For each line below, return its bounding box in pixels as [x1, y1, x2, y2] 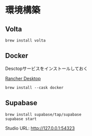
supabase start [5, 116, 37, 121]
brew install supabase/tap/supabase [5, 112, 81, 117]
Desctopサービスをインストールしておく [5, 65, 88, 71]
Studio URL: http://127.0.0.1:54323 [5, 125, 75, 131]
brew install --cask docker [5, 85, 64, 90]
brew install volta [5, 38, 46, 43]
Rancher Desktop [5, 75, 41, 81]
